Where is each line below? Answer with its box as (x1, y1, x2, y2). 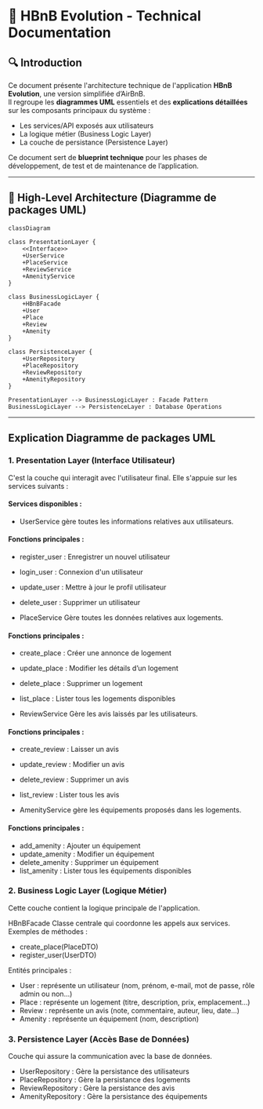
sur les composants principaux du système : (8, 106, 151, 115)
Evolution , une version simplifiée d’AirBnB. (8, 89, 146, 98)
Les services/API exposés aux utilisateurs (19, 121, 154, 130)
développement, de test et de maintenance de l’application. (8, 161, 200, 170)
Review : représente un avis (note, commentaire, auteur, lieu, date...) (19, 1005, 240, 1015)
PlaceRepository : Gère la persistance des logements (19, 1075, 191, 1085)
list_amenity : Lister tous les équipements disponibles (19, 866, 192, 875)
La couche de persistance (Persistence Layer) (19, 137, 168, 147)
